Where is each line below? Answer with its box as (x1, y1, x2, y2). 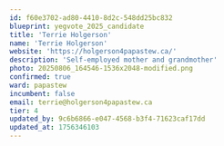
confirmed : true (9, 73, 71, 82)
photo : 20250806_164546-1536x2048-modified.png (9, 64, 194, 73)
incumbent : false (9, 89, 76, 98)
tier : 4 (9, 106, 39, 115)
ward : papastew (9, 81, 67, 90)
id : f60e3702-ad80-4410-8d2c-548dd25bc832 (9, 13, 173, 23)
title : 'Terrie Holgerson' (9, 30, 112, 39)
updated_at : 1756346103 (9, 123, 100, 132)
